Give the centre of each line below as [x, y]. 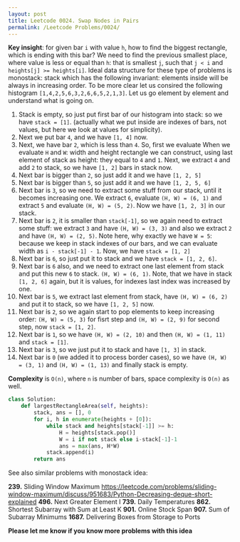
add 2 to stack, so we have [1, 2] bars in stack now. [95, 168]
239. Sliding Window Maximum [54, 487]
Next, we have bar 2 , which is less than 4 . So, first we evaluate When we [124, 145]
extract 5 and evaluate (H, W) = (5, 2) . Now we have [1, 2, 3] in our [122, 206]
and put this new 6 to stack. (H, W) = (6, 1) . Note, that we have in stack [125, 274]
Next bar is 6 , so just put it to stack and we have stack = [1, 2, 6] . [118, 259]
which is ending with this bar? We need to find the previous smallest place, [118, 55]
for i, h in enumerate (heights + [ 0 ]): [93, 419]
